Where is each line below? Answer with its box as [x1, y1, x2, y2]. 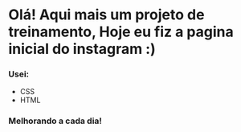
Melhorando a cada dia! [8, 115, 103, 126]
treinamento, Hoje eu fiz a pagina [8, 23, 235, 41]
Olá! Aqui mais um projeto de [8, 6, 205, 24]
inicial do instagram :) [8, 40, 157, 58]
